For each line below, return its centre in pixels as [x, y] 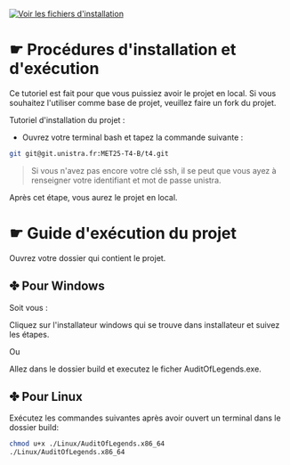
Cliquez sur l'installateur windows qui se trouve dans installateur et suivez [145, 324]
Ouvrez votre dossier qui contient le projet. [88, 257]
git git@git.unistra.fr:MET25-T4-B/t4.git [89, 153]
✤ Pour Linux [46, 396]
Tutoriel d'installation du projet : [67, 119]
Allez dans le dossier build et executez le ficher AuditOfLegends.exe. [136, 369]
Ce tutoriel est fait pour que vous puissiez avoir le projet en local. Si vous [143, 93]
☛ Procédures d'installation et [123, 50]
